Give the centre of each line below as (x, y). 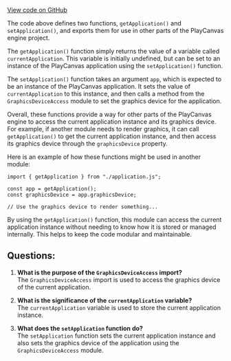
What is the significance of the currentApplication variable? (104, 300)
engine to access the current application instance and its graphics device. (112, 122)
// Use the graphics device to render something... (82, 207)
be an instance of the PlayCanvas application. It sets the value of (99, 86)
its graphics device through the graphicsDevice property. (88, 143)
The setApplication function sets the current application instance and (116, 336)
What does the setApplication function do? (80, 328)
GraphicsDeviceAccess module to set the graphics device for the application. (114, 101)
